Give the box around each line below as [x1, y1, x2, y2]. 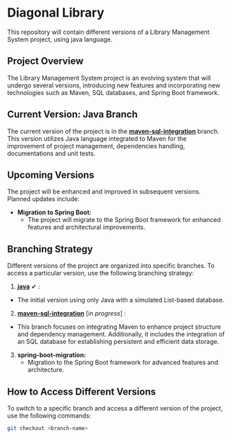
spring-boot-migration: [17, 351, 87, 359]
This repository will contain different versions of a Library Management [7, 28, 210, 36]
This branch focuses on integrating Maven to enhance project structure [17, 322, 222, 331]
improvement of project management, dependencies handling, [7, 141, 186, 150]
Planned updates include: [7, 195, 80, 203]
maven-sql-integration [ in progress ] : [17, 309, 126, 318]
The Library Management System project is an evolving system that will [7, 74, 211, 82]
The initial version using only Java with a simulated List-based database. [17, 296, 225, 304]
